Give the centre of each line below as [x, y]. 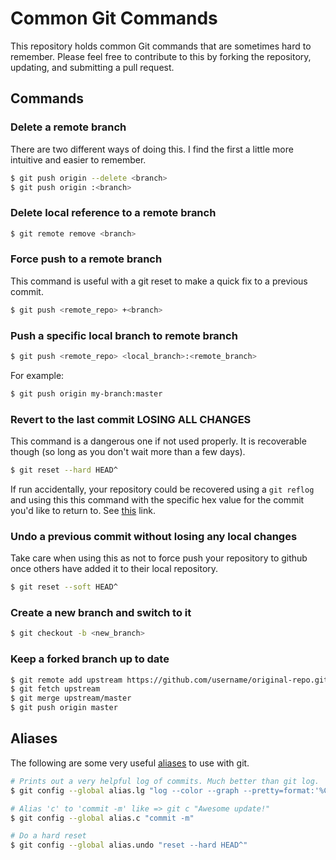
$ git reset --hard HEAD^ [64, 470]
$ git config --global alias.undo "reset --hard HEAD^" [129, 845]
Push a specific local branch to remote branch [124, 335]
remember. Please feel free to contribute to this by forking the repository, [161, 56]
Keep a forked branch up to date [90, 659]
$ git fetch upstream [55, 689]
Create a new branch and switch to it [101, 613]
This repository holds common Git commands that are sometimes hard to [161, 46]
